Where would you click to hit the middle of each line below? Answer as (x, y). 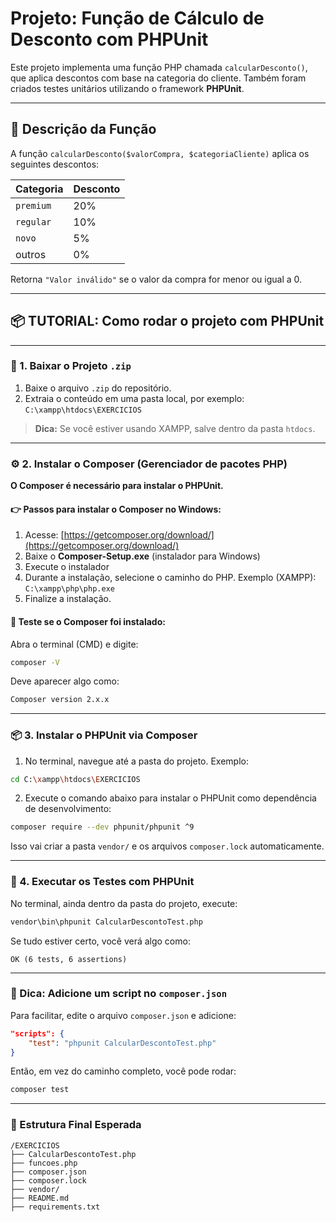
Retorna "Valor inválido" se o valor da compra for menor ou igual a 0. (156, 279)
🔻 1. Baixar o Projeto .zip (71, 366)
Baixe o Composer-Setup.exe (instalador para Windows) (142, 556)
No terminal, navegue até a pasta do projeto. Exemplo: (137, 761)
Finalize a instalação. (68, 599)
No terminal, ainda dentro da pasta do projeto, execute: (124, 903)
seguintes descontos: (55, 164)
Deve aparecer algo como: (65, 681)
